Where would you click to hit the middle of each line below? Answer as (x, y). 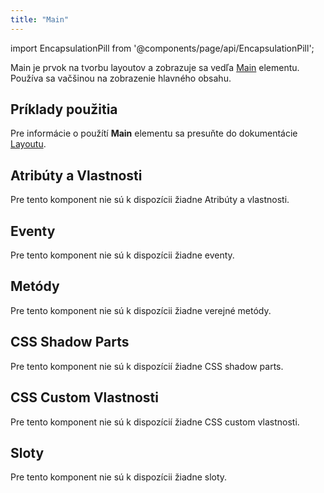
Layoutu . (28, 144)
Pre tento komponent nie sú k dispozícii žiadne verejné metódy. (141, 310)
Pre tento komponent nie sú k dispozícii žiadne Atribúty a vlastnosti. (150, 200)
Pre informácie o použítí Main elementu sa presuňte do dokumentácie (154, 133)
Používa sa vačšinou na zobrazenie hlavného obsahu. (121, 78)
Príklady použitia (64, 109)
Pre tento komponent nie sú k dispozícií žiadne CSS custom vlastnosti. (155, 422)
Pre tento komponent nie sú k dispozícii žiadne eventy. (122, 255)
